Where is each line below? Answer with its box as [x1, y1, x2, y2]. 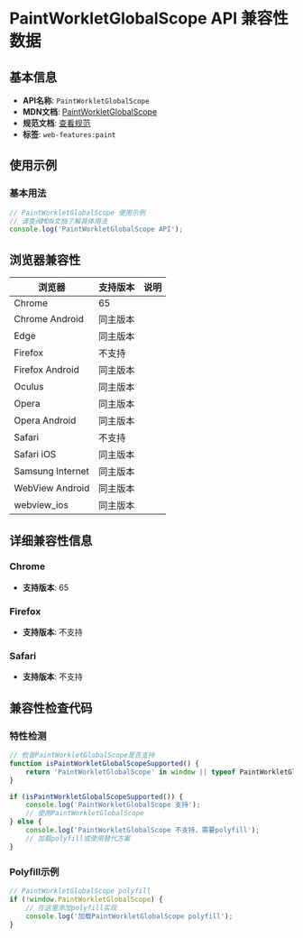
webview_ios [14, 499, 69, 511]
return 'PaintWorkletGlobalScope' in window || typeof [25, 768, 236, 777]
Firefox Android [14, 363, 79, 376]
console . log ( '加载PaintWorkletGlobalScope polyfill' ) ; [25, 912, 234, 921]
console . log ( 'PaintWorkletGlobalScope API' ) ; [9, 225, 183, 234]
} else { [9, 817, 42, 826]
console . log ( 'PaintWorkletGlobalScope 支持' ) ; [25, 800, 201, 810]
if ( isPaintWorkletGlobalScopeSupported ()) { [9, 792, 183, 801]
